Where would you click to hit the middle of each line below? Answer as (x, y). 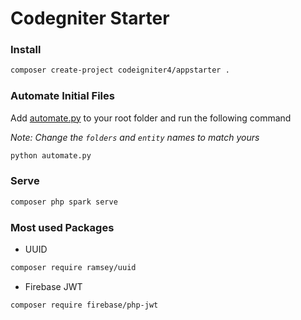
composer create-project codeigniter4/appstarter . (120, 70)
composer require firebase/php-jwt (84, 305)
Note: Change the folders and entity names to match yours (135, 137)
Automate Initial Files (62, 96)
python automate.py (51, 155)
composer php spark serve (64, 202)
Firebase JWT (53, 286)
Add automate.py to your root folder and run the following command (151, 118)
